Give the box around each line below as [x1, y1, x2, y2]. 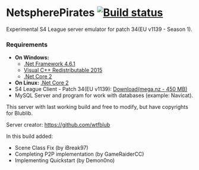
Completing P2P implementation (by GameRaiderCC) [14, 150, 144, 158]
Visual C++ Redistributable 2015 [23, 67, 103, 74]
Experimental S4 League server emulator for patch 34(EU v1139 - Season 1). [6, 26, 193, 33]
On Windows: [14, 54, 49, 61]
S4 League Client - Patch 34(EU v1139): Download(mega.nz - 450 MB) [14, 86, 188, 93]
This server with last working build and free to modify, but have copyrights [6, 103, 188, 111]
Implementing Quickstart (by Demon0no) [14, 157, 115, 164]
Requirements [6, 40, 48, 49]
